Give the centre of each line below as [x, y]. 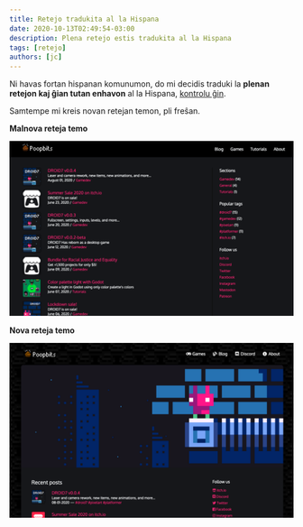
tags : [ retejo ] [38, 48]
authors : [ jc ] [36, 57]
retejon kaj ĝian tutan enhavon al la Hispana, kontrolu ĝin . [118, 94]
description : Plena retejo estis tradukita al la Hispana [120, 38]
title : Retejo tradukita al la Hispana [84, 19]
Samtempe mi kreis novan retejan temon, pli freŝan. [105, 111]
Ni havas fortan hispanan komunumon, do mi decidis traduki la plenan [140, 84]
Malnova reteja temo [49, 129]
